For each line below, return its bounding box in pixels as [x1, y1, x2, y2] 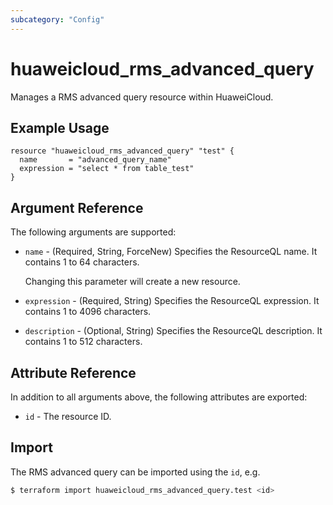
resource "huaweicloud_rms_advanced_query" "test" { [10, 146, 235, 156]
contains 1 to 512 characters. [24, 336, 143, 348]
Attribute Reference [10, 364, 137, 381]
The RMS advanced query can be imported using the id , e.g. [10, 466, 261, 478]
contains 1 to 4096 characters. [24, 306, 152, 318]
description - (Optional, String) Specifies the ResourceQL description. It [24, 325, 323, 337]
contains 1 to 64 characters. [24, 256, 140, 268]
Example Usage [10, 119, 110, 136]
